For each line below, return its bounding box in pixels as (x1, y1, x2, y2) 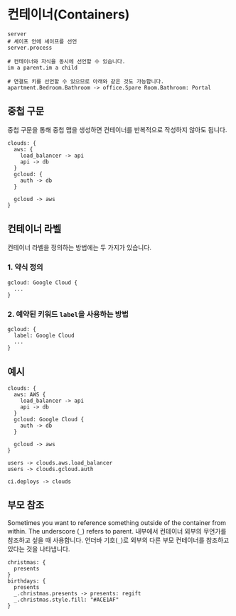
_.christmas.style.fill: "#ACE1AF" (14, 596, 119, 603)
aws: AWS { (14, 391, 46, 398)
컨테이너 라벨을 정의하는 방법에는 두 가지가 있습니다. (7, 243, 151, 252)
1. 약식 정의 (7, 262, 43, 272)
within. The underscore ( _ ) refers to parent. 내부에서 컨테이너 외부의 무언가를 (7, 526, 227, 535)
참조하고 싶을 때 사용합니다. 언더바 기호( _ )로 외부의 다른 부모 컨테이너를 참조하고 (7, 536, 230, 544)
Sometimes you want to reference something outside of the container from (7, 518, 226, 526)
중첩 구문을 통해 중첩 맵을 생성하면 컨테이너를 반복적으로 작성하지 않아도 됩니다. (7, 125, 227, 134)
